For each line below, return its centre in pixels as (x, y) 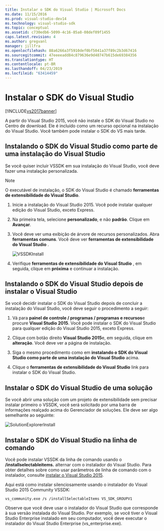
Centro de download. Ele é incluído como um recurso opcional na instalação (82, 126)
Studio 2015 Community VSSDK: (38, 490)
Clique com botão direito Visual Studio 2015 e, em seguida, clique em (82, 338)
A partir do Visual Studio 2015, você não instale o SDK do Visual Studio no (80, 120)
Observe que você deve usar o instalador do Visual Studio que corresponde (82, 508)
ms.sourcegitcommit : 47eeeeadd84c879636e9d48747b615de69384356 (71, 55)
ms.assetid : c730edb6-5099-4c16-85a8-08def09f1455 (58, 32)
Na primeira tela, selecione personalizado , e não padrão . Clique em (81, 219)
